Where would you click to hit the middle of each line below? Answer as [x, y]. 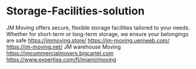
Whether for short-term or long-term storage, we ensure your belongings [97, 34]
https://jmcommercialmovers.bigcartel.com [60, 53]
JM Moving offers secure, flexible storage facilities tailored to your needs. [98, 28]
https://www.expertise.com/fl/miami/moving [61, 59]
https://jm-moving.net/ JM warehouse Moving [64, 47]
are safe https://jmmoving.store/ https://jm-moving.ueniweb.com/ [88, 40]
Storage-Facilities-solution [76, 11]
